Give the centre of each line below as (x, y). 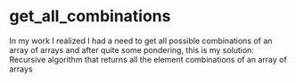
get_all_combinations (90, 16)
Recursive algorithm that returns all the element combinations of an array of (148, 59)
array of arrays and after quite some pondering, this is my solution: (132, 49)
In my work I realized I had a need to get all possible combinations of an (141, 41)
